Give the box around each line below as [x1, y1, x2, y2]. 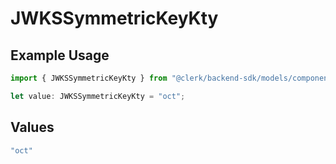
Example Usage [10, 47, 110, 64]
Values [10, 119, 55, 136]
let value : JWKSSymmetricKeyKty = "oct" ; [10, 91, 186, 101]
